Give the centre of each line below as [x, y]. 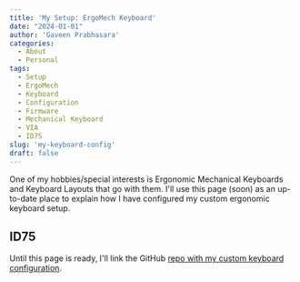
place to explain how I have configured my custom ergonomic [155, 198]
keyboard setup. [40, 208]
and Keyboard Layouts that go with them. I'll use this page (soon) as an [142, 188]
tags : [20, 69]
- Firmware [38, 111]
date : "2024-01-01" [46, 26]
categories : [32, 43]
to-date [24, 198]
